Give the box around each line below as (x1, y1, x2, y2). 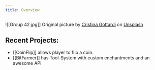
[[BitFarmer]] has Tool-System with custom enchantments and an (12, 55, 150, 61)
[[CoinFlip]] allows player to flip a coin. (12, 49, 94, 56)
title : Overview (5, 7, 40, 13)
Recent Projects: (5, 36, 59, 45)
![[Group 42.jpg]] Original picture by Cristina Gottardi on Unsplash (5, 21, 143, 27)
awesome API (12, 60, 42, 66)
